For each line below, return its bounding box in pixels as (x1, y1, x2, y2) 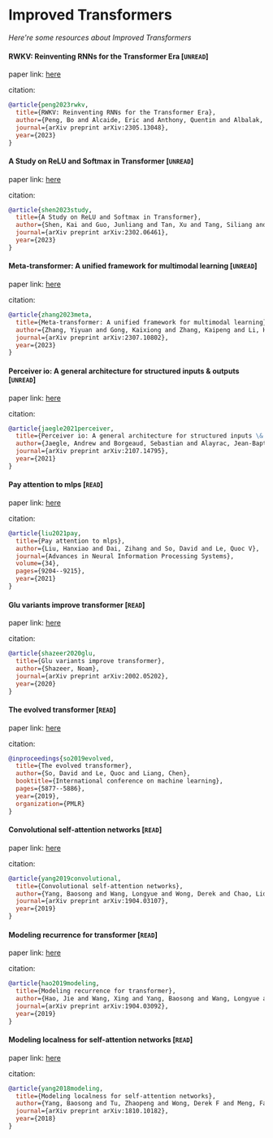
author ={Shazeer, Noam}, (15, 665, 100, 673)
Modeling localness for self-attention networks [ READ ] (8, 1035, 193, 1044)
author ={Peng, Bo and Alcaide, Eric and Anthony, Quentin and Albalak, (15, 116, 264, 124)
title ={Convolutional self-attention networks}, (15, 882, 184, 890)
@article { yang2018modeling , (8, 1084, 104, 1092)
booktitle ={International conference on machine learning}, (15, 777, 223, 786)
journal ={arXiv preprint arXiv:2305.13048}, (15, 124, 169, 132)
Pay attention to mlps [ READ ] (8, 480, 103, 490)
